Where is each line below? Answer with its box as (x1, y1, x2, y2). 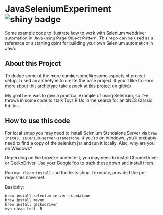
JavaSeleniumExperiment (5, 3, 111, 15)
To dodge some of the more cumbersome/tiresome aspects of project (5, 72, 145, 78)
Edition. (5, 102, 20, 108)
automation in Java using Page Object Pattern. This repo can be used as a (5, 35, 154, 41)
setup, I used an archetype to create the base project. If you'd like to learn (5, 78, 154, 83)
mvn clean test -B (5, 206, 42, 211)
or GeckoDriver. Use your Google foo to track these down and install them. (5, 160, 155, 166)
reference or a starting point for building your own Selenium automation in (5, 40, 153, 46)
